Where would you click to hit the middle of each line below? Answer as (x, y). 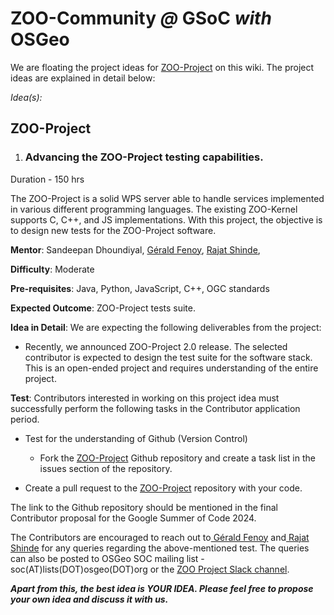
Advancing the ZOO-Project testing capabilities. (144, 157)
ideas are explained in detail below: (83, 78)
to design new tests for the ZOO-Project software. (113, 230)
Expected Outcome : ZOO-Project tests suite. (103, 308)
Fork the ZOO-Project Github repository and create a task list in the (177, 458)
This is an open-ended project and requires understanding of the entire (171, 368)
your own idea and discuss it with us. (89, 599)
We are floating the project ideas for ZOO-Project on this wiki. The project (162, 67)
